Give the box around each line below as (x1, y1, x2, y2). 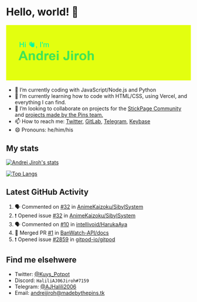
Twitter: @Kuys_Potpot (14, 270, 70, 277)
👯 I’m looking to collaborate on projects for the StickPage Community (14, 105, 182, 112)
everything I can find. (14, 99, 66, 106)
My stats (6, 143, 39, 153)
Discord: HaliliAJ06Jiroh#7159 (14, 277, 89, 284)
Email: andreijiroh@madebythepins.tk (14, 289, 105, 296)
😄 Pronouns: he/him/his (14, 126, 73, 134)
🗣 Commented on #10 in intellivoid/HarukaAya (14, 220, 128, 228)
